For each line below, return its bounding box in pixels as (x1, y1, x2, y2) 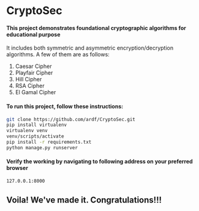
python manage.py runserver (6, 144, 78, 150)
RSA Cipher (15, 82, 45, 89)
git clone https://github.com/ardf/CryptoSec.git (6, 116, 136, 122)
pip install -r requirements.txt (6, 139, 92, 146)
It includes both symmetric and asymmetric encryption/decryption (6, 44, 174, 52)
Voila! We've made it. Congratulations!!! (6, 195, 162, 205)
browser (6, 165, 29, 172)
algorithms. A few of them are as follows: (6, 51, 110, 58)
